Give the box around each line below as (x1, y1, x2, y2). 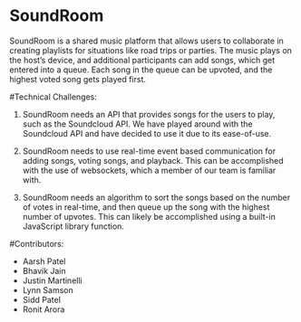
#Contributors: (9, 238, 64, 249)
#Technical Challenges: (9, 91, 97, 102)
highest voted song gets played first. (9, 73, 147, 84)
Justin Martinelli (22, 275, 83, 286)
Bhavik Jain (22, 265, 66, 276)
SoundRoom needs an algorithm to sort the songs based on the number (22, 192, 291, 203)
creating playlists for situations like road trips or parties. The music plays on (9, 44, 293, 55)
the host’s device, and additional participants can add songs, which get (9, 54, 276, 65)
